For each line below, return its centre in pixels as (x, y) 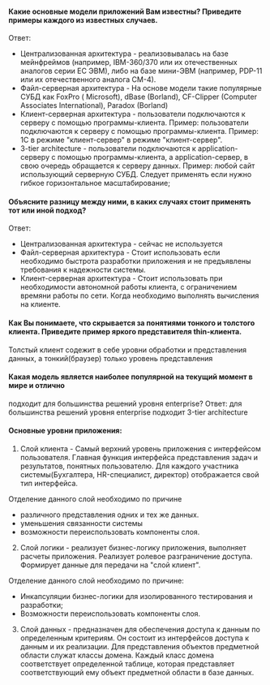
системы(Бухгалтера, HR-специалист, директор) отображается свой (139, 475)
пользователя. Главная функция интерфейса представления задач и (139, 458)
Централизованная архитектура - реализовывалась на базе (124, 54)
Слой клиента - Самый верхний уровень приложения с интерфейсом (141, 449)
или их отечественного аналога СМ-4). (88, 80)
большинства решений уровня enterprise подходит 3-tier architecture (129, 412)
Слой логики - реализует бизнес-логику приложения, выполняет (133, 548)
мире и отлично (36, 386)
